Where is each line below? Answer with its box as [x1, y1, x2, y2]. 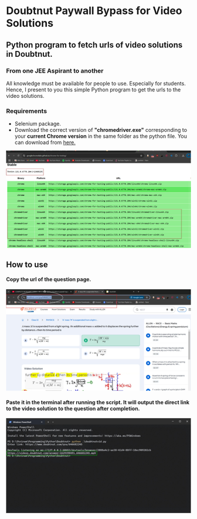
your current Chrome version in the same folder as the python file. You [14, 133, 188, 140]
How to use [6, 259, 48, 269]
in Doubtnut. [6, 49, 53, 59]
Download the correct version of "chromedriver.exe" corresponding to [14, 127, 188, 134]
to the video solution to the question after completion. [6, 405, 140, 412]
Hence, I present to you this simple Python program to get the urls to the [6, 86, 181, 93]
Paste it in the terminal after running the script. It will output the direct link [6, 398, 189, 405]
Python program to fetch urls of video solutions [6, 40, 183, 50]
